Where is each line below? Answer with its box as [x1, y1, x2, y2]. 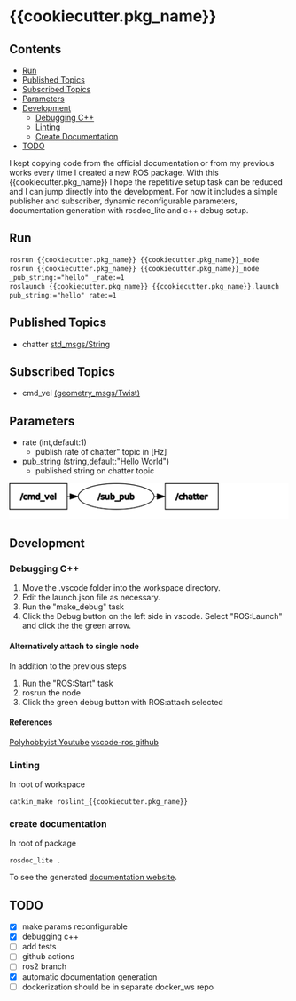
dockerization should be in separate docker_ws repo [21, 981, 214, 992]
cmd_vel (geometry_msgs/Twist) [21, 388, 140, 399]
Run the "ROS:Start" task [21, 678, 113, 688]
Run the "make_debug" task [21, 601, 125, 612]
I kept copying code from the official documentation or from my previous [9, 158, 275, 168]
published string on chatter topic [35, 465, 155, 476]
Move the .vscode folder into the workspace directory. [21, 583, 222, 593]
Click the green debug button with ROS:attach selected [21, 696, 223, 707]
